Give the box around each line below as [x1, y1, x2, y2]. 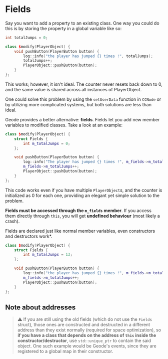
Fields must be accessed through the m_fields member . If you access [5, 207, 151, 214]
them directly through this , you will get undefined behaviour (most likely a [5, 213, 160, 219]
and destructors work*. [5, 233, 52, 239]
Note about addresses [5, 303, 76, 311]
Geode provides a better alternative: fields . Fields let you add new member [5, 116, 160, 122]
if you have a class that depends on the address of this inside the [17, 332, 156, 338]
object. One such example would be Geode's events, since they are [17, 343, 156, 349]
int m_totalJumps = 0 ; [23, 141, 70, 146]
